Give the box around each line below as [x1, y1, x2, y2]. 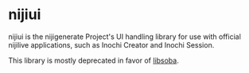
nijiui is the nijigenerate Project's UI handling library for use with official [8, 32, 241, 41]
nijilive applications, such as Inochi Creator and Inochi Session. [8, 40, 215, 49]
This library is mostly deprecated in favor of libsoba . [8, 56, 179, 65]
